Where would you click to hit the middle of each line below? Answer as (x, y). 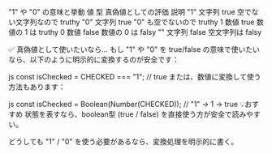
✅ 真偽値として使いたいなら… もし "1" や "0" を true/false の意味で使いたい (134, 49)
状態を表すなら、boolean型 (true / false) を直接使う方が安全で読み (135, 114)
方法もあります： (37, 87)
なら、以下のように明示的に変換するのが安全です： (94, 60)
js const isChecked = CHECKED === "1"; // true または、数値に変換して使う (135, 77)
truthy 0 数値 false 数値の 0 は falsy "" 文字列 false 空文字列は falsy (150, 32)
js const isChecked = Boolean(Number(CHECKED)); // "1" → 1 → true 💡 (127, 104)
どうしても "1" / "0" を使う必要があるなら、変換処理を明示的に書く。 (123, 141)
